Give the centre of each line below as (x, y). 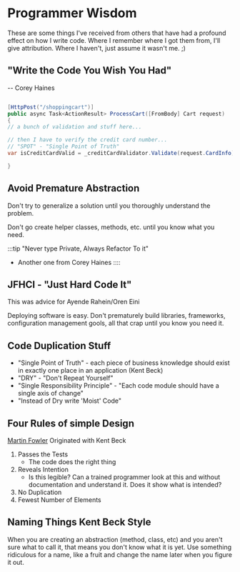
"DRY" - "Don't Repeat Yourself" (65, 378)
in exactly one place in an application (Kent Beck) (90, 371)
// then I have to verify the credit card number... (87, 140)
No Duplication (40, 492)
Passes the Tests (43, 454)
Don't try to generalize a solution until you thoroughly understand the (109, 206)
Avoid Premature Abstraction (74, 188)
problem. (21, 213)
